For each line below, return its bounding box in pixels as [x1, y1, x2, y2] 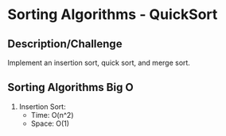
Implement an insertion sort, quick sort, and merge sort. [7, 58, 190, 67]
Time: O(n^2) [30, 110, 74, 119]
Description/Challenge [7, 37, 123, 51]
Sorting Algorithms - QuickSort [7, 6, 218, 24]
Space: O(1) [30, 119, 69, 128]
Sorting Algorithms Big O [7, 81, 134, 94]
